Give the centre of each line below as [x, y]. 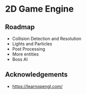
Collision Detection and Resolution [47, 38]
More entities [25, 54]
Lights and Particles [32, 44]
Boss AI [20, 59]
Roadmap [20, 27]
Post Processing [29, 49]
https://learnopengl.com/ [37, 86]
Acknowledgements [36, 75]
